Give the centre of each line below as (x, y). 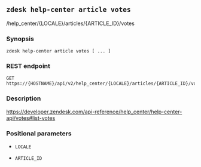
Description (24, 98)
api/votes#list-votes (31, 118)
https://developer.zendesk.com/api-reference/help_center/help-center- (94, 112)
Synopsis (20, 39)
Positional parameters (39, 133)
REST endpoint (28, 66)
